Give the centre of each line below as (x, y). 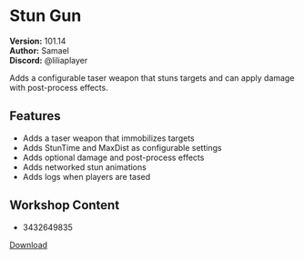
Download (29, 244)
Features (35, 116)
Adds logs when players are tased (86, 176)
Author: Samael (40, 50)
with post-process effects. (59, 87)
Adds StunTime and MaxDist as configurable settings (122, 147)
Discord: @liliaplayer (49, 60)
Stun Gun (46, 16)
